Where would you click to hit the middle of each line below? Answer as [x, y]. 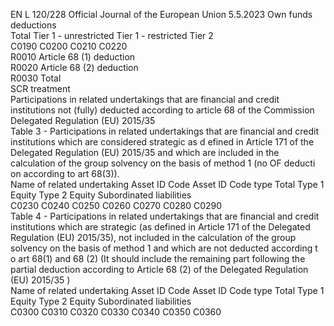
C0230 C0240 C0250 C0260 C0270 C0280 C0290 [116, 205]
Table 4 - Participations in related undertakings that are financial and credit [165, 216]
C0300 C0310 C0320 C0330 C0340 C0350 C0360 [116, 312]
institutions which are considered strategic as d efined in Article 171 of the [162, 142]
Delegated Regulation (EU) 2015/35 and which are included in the [145, 152]
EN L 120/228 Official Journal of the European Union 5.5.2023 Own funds [161, 14]
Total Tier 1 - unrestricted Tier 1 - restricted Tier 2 [112, 35]
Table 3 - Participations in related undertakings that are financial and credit [164, 131]
